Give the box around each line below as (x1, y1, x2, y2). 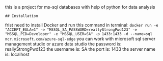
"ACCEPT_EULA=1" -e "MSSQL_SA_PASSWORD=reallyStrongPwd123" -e (5, 27, 137, 32)
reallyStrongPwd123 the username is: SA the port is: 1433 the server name (5, 46, 156, 52)
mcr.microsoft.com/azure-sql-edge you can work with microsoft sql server (5, 36, 156, 41)
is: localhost (5, 51, 29, 57)
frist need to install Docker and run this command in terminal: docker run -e (5, 22, 159, 28)
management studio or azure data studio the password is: (5, 41, 122, 47)
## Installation (5, 14, 38, 19)
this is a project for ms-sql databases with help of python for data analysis (5, 4, 156, 10)
